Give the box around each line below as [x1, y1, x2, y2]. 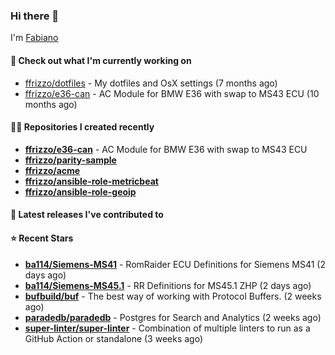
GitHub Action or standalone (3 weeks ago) [24, 332, 204, 344]
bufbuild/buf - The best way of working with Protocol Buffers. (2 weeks [24, 290, 322, 302]
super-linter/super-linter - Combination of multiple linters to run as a [24, 322, 311, 334]
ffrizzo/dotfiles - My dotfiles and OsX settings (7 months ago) [24, 77, 278, 89]
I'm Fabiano [10, 32, 59, 44]
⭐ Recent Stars [10, 232, 74, 244]
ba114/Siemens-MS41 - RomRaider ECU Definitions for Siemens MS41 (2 [24, 258, 326, 270]
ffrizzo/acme [24, 164, 81, 176]
